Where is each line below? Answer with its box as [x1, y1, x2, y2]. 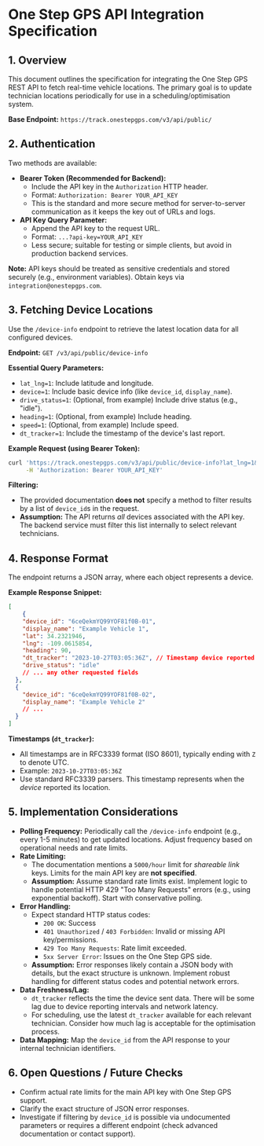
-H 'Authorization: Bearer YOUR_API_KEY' [25, 466, 163, 474]
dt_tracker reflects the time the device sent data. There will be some [31, 993, 255, 1003]
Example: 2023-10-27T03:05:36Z [19, 766, 123, 776]
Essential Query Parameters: [8, 363, 104, 373]
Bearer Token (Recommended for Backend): [19, 173, 167, 182]
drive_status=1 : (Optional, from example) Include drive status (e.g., [19, 395, 238, 404]
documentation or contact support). [19, 1129, 136, 1138]
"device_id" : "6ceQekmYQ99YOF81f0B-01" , [22, 617, 156, 626]
